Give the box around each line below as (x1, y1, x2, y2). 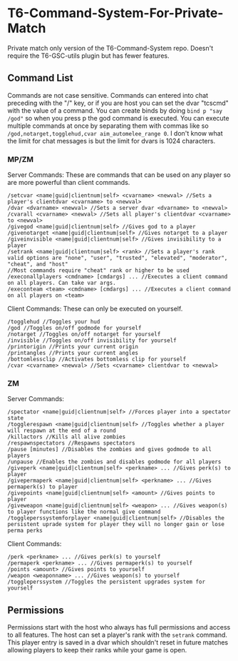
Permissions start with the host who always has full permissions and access (7, 623, 231, 632)
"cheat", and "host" (7, 261, 69, 268)
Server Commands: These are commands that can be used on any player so (7, 171, 231, 179)
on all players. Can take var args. (7, 280, 116, 287)
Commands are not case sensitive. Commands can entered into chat (7, 91, 209, 99)
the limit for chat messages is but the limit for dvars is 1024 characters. (7, 136, 216, 145)
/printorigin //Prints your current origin (7, 343, 139, 350)
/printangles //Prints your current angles (7, 350, 139, 357)
